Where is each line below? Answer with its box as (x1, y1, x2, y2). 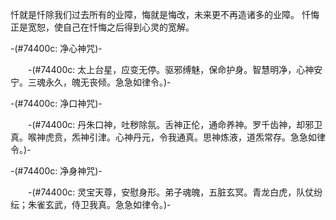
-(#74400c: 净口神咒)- (10, 98, 103, 109)
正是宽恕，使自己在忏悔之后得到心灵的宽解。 (10, 21, 195, 33)
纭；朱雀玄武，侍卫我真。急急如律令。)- (10, 199, 172, 210)
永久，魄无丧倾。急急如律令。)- (44, 76, 172, 88)
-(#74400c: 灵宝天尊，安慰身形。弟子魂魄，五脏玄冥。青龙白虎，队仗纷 (27, 186, 323, 198)
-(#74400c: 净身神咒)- (10, 165, 103, 177)
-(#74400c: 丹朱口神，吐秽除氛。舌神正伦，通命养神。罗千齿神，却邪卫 (27, 119, 323, 130)
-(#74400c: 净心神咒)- (10, 43, 103, 54)
